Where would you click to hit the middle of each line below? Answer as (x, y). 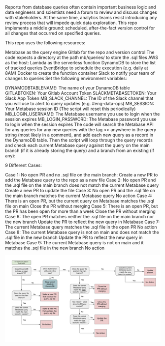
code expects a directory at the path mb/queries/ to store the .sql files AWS (82, 58)
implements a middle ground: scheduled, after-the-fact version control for (80, 28)
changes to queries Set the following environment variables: (66, 78)
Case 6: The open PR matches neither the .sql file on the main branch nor (80, 216)
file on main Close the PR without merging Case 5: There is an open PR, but (82, 206)
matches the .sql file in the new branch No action (55, 248)
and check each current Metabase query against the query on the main (78, 145)
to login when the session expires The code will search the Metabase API (79, 124)
